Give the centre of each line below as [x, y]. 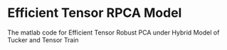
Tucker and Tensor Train [43, 39]
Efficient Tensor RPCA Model [95, 13]
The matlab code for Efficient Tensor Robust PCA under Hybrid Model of [114, 32]
